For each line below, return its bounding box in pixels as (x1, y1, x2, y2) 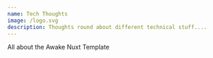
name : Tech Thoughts (7, 10, 69, 18)
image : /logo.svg (7, 17, 59, 24)
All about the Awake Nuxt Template (7, 43, 110, 52)
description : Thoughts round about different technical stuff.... (7, 23, 207, 30)
